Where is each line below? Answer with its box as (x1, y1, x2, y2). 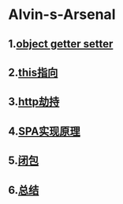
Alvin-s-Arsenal (8, 6, 116, 24)
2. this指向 (8, 66, 58, 79)
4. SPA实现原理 (8, 124, 80, 138)
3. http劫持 (8, 95, 60, 108)
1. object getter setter (8, 37, 114, 51)
